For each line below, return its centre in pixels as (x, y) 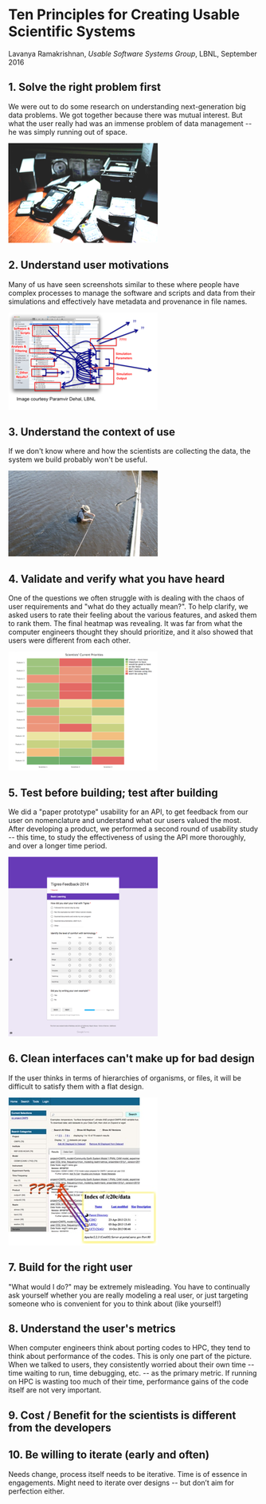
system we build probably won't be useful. (78, 459)
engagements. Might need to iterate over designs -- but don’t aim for (121, 1482)
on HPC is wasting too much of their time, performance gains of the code (129, 1382)
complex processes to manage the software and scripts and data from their (132, 293)
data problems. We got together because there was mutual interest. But (125, 115)
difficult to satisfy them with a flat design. (76, 1086)
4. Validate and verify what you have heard (117, 579)
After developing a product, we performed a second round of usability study (133, 829)
